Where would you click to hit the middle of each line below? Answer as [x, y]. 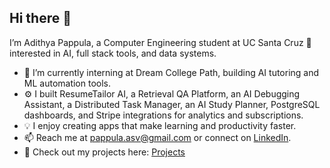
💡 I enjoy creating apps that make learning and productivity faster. [160, 125]
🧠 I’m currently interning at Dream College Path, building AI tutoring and [171, 72]
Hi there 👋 [40, 18]
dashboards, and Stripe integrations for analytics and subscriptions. [163, 115]
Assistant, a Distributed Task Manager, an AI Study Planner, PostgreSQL [172, 104]
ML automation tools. [67, 83]
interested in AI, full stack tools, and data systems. [113, 53]
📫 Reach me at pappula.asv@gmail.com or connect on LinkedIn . [157, 137]
